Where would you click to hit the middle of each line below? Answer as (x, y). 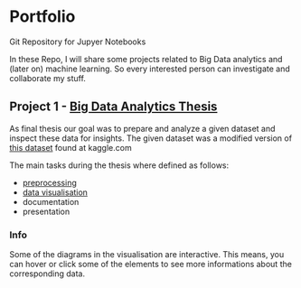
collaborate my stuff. (47, 78)
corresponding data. (47, 274)
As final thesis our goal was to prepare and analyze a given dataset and (142, 128)
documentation (51, 201)
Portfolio (42, 17)
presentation (46, 211)
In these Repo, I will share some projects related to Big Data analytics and (146, 59)
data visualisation (55, 192)
